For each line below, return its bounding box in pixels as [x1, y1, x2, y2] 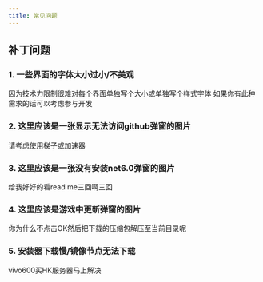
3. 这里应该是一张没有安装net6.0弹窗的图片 [8, 162, 175, 173]
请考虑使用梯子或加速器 [8, 141, 86, 150]
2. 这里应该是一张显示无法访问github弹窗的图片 [8, 121, 192, 132]
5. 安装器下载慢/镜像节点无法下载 [8, 245, 136, 256]
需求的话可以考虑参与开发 [8, 99, 93, 109]
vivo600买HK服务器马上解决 [8, 265, 102, 275]
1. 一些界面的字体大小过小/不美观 [8, 69, 134, 80]
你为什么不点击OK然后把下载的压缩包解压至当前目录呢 [8, 224, 187, 233]
